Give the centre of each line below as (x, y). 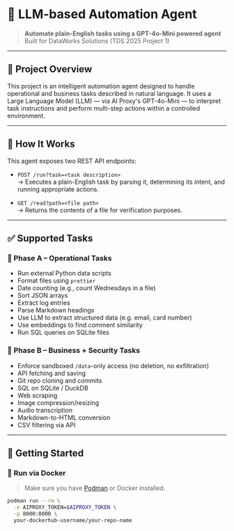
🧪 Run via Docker (37, 473)
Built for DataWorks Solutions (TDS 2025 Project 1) (97, 40)
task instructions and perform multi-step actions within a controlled (104, 108)
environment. (26, 116)
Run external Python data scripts (64, 274)
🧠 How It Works (41, 144)
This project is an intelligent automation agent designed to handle (101, 86)
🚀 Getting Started (46, 453)
